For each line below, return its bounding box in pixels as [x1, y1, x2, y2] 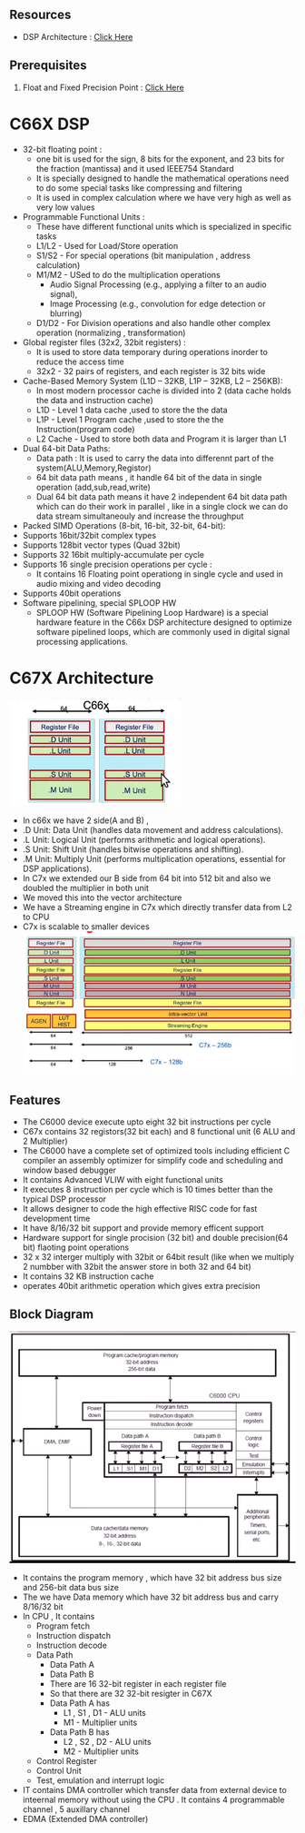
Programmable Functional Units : [22, 211, 145, 222]
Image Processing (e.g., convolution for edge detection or [49, 298, 266, 309]
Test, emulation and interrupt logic [35, 1775, 165, 1786]
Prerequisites [9, 58, 87, 74]
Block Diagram [9, 1307, 93, 1323]
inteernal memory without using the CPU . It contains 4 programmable [22, 1794, 285, 1806]
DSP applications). [22, 863, 93, 874]
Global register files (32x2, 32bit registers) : [22, 336, 186, 348]
